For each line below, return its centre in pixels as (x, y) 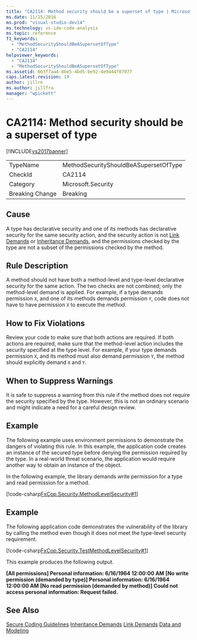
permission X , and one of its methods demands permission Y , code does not (98, 299)
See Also (23, 610)
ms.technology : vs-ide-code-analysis (52, 28)
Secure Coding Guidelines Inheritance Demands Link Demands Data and (94, 624)
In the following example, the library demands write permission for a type (94, 476)
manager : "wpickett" (31, 93)
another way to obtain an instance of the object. (64, 465)
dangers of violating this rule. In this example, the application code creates (96, 446)
